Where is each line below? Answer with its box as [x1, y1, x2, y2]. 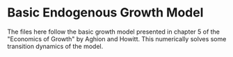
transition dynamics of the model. [7, 42, 104, 50]
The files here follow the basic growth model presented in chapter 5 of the [7, 27, 220, 36]
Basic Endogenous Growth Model [7, 5, 204, 21]
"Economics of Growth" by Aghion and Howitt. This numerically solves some [7, 34, 227, 43]
